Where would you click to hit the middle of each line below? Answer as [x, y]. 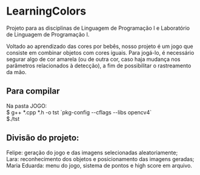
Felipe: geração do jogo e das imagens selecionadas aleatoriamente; [92, 153]
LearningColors [46, 11]
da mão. [16, 72]
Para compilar [33, 91]
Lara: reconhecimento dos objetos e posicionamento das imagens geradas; [100, 159]
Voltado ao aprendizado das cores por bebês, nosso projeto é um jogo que [100, 46]
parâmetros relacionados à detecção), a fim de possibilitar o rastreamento [99, 66]
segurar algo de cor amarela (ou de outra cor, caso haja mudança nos [93, 59]
